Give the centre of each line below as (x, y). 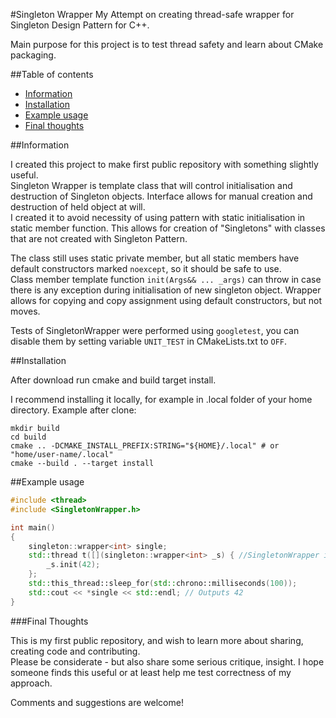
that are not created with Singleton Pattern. (99, 238)
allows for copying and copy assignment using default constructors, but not (166, 300)
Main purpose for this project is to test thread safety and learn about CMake (167, 44)
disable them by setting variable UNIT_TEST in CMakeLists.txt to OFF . (149, 341)
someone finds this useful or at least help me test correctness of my (151, 672)
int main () (33, 527)
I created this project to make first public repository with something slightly (164, 164)
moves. (25, 311)
